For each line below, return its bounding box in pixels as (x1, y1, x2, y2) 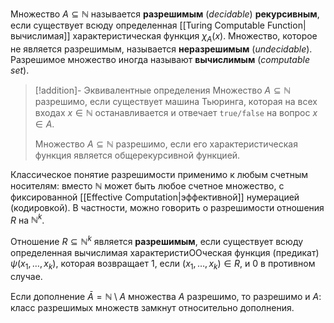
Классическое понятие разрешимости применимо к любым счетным (10, 168, 309, 180)
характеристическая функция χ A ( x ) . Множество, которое (72, 30, 318, 44)
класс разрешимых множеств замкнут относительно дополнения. (10, 301, 295, 313)
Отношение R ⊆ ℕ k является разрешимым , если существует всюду (10, 234, 304, 248)
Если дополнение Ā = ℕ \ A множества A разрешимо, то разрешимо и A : (10, 290, 322, 302)
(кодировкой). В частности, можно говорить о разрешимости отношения (10, 201, 325, 213)
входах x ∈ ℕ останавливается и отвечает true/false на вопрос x (34, 106, 318, 118)
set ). (10, 64, 30, 76)
